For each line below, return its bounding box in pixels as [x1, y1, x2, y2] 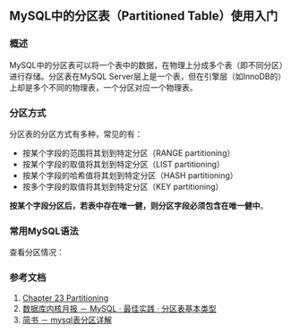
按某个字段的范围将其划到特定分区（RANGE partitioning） [21, 147, 235, 158]
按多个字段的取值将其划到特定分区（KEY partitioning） [21, 181, 224, 192]
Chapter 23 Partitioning [21, 292, 109, 303]
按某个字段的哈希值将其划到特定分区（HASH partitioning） [21, 169, 239, 181]
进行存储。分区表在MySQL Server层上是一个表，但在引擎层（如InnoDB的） [9, 71, 287, 81]
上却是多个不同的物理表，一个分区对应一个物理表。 [9, 81, 198, 92]
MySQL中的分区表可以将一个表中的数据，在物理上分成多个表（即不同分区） [9, 59, 288, 70]
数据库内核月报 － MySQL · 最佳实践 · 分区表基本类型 [21, 303, 217, 313]
